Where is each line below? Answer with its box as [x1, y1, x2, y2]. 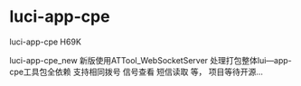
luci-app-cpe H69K [9, 36, 81, 47]
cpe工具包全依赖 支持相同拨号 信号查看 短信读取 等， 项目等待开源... [9, 66, 264, 77]
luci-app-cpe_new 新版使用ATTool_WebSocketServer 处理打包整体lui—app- [9, 54, 292, 65]
